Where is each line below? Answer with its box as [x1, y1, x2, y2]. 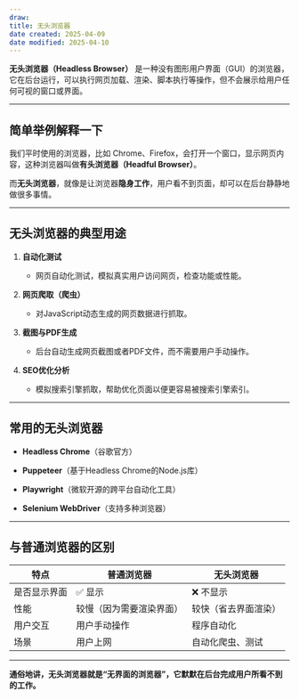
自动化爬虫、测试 [191, 636, 264, 648]
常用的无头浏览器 [9, 420, 103, 436]
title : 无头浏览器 [9, 21, 71, 30]
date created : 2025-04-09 [9, 29, 105, 38]
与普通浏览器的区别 [9, 540, 115, 555]
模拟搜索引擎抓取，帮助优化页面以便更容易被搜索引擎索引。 [35, 384, 255, 394]
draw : [9, 12, 29, 22]
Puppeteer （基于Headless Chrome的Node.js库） [21, 465, 203, 475]
